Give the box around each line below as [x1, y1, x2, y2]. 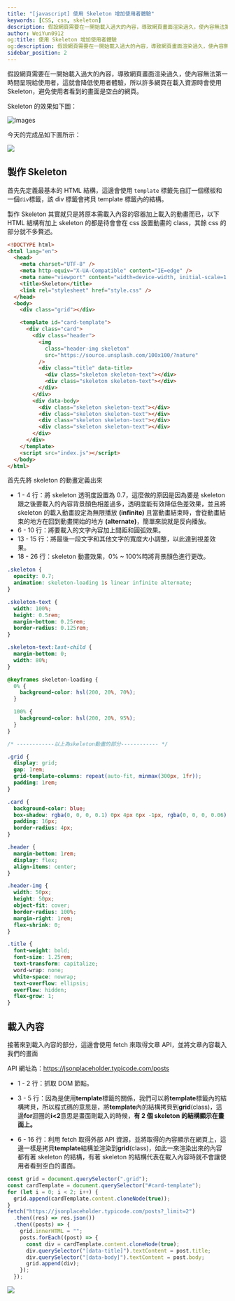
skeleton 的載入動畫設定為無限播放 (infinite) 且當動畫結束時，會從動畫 [17, 508, 220, 517]
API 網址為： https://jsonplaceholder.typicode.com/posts [7, 1064, 170, 1072]
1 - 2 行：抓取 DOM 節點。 [17, 1079, 93, 1087]
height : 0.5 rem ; [13, 612, 61, 619]
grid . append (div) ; [25, 1260, 80, 1267]
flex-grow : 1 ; [13, 993, 55, 1000]
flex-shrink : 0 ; [13, 922, 61, 929]
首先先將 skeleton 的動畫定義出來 [7, 476, 103, 485]
